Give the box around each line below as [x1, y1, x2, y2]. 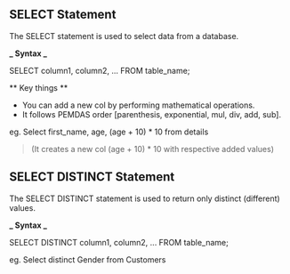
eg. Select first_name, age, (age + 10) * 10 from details [9, 126, 209, 137]
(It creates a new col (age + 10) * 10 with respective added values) [30, 143, 274, 154]
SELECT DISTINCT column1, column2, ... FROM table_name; [9, 237, 229, 247]
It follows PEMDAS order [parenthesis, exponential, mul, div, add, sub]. [21, 109, 282, 119]
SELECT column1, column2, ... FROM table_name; [9, 65, 190, 76]
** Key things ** [9, 82, 68, 93]
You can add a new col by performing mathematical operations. [21, 100, 255, 110]
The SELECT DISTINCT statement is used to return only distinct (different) [9, 193, 280, 204]
